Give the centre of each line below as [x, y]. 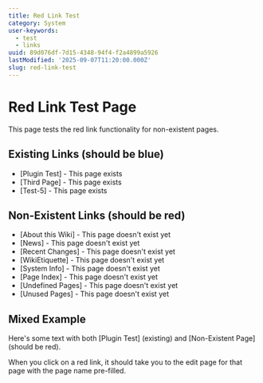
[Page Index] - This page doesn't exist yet [88, 277]
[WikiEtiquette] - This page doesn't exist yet [92, 260]
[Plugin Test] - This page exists [71, 173]
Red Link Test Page [73, 107]
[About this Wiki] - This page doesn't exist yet [95, 235]
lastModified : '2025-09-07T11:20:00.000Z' [80, 61]
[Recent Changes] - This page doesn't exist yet [97, 251]
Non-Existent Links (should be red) [97, 215]
